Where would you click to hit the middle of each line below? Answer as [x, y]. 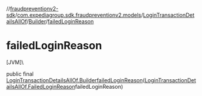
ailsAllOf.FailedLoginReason [41, 86]
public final [20, 74]
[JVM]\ [15, 62]
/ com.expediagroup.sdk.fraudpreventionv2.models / [79, 15]
